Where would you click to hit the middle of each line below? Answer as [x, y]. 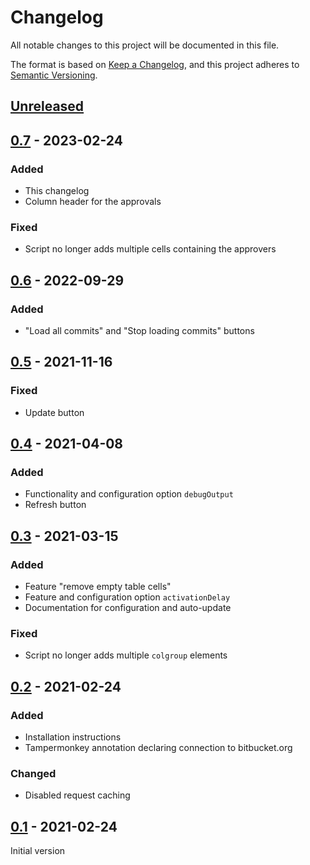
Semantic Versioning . [54, 75]
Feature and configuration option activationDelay [127, 597]
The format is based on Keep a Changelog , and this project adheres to [155, 64]
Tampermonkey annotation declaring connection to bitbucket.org [158, 748]
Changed [33, 773]
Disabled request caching [77, 795]
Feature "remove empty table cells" [98, 587]
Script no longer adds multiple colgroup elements [126, 655]
